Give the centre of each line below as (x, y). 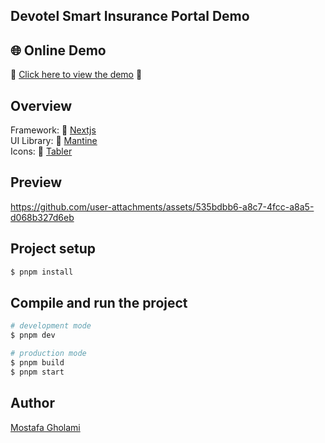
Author (32, 403)
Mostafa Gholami (45, 427)
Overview (41, 105)
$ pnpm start (37, 372)
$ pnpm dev (33, 335)
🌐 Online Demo (58, 50)
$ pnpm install (42, 272)
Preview (36, 182)
